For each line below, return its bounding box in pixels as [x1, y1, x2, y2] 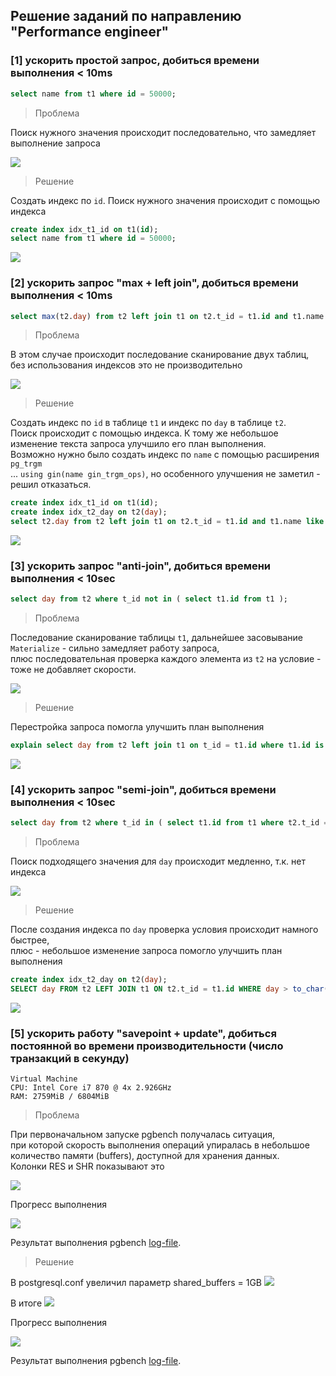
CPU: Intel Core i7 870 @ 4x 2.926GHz [10, 1083, 172, 1093]
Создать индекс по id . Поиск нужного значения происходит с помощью [10, 194, 321, 206]
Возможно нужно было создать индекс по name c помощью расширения [10, 449, 320, 461]
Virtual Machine [10, 1074, 78, 1084]
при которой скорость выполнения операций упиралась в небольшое [10, 1139, 310, 1151]
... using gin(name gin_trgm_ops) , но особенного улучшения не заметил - [10, 468, 321, 480]
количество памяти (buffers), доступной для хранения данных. [10, 1150, 280, 1162]
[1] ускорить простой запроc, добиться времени [10, 54, 260, 68]
